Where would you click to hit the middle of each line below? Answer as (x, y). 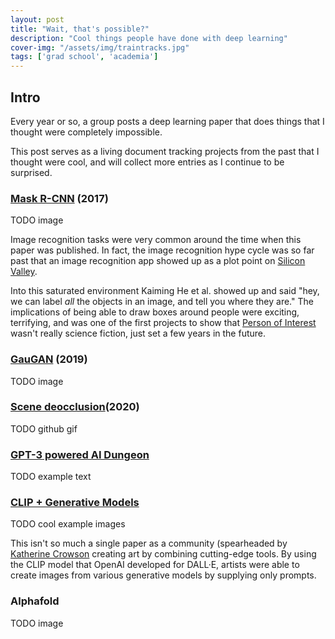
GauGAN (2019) (49, 359)
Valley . (24, 272)
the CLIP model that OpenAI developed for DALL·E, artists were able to (155, 565)
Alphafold (35, 601)
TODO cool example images (68, 524)
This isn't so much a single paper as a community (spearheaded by (149, 543)
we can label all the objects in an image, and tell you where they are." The (162, 302)
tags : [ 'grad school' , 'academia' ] (84, 57)
